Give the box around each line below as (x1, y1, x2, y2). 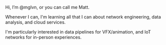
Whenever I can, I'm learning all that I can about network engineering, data (5, 14, 161, 19)
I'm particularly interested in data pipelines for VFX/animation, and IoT (5, 29, 151, 34)
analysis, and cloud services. (5, 19, 66, 25)
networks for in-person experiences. (5, 34, 82, 40)
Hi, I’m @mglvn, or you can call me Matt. (5, 4, 90, 10)
